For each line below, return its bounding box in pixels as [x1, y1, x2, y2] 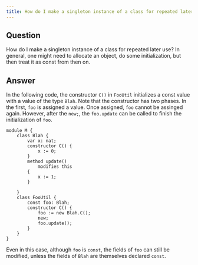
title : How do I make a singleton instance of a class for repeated [6, 8, 178, 15]
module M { [6, 128, 33, 134]
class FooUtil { [16, 195, 57, 201]
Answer [6, 75, 36, 85]
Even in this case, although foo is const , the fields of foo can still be [6, 246, 170, 253]
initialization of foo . [6, 116, 52, 124]
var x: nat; [27, 138, 57, 144]
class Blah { [16, 133, 49, 139]
